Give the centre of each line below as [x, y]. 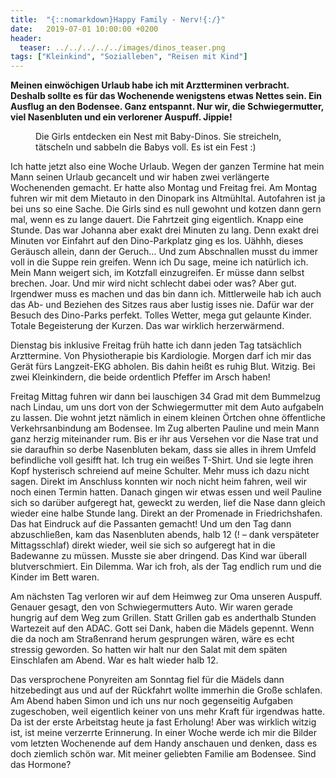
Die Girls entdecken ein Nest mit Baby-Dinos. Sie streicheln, [158, 137]
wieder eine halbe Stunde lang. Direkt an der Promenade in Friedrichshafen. [166, 513]
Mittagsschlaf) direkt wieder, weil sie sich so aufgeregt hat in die [143, 545]
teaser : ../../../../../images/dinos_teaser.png [122, 47]
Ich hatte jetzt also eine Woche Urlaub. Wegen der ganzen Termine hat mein [167, 167]
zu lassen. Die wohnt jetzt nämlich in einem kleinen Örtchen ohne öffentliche [168, 418]
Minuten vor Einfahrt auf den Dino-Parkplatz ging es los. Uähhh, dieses [157, 241]
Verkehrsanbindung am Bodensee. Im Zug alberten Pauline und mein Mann [165, 428]
